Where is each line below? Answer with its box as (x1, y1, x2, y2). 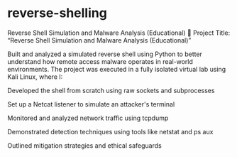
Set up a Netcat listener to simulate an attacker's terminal (7, 99, 175, 108)
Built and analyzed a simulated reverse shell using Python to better (7, 50, 202, 58)
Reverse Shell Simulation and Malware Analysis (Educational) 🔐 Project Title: (7, 28, 231, 37)
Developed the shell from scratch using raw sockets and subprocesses (7, 86, 215, 94)
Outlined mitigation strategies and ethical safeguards (7, 141, 162, 150)
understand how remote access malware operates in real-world (7, 57, 194, 65)
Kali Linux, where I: (7, 72, 63, 81)
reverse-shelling (7, 5, 108, 21)
